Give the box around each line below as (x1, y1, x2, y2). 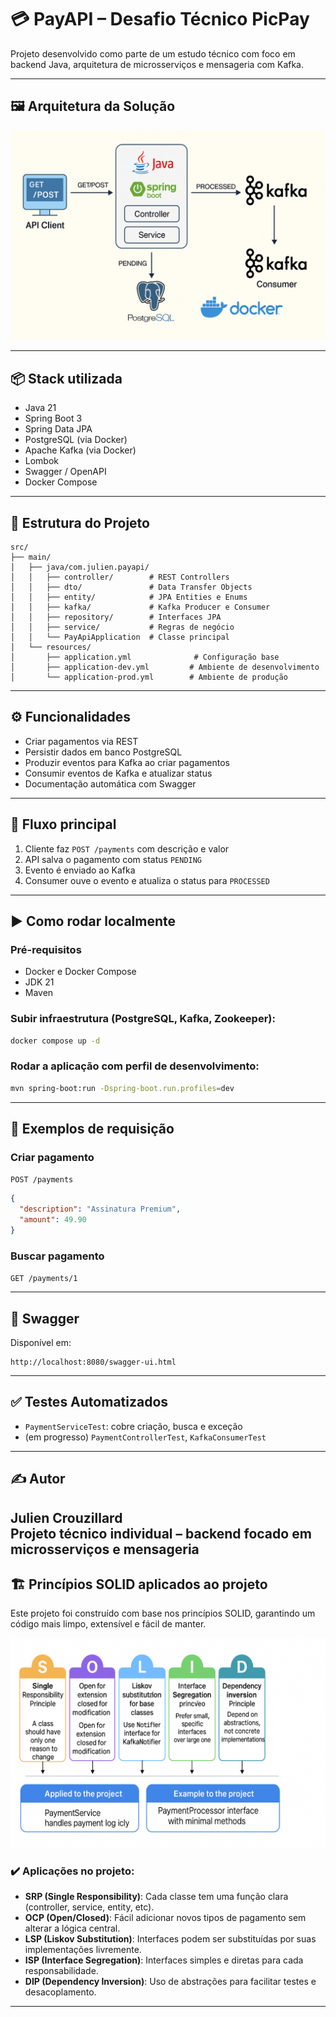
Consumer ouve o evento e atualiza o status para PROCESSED (24, 874, 270, 886)
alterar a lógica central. (24, 1922, 121, 1935)
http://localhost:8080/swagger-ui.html (10, 1357, 177, 1367)
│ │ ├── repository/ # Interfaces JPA (10, 612, 222, 623)
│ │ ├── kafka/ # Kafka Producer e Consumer (10, 602, 271, 613)
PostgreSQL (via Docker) (24, 434, 128, 446)
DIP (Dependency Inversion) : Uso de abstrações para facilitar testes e (24, 1976, 317, 1988)
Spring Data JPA (24, 423, 93, 435)
